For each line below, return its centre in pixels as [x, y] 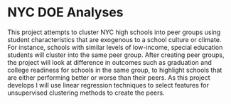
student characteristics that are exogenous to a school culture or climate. [114, 39]
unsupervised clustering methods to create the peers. [86, 93]
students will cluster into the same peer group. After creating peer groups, [116, 55]
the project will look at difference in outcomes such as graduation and [109, 62]
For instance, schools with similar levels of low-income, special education [115, 47]
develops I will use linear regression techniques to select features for [108, 85]
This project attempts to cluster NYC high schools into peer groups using [114, 32]
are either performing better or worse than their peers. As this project [109, 77]
